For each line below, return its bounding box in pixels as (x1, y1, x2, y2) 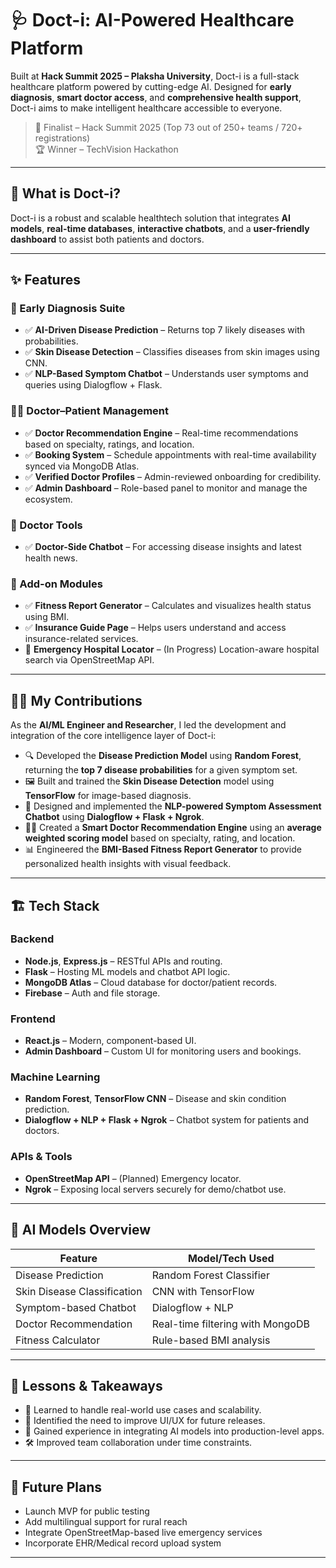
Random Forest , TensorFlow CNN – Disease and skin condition (24, 1093, 287, 1105)
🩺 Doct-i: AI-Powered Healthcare (10, 9, 295, 32)
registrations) (34, 132, 91, 144)
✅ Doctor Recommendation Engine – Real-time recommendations (24, 427, 299, 439)
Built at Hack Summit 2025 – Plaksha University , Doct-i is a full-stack (10, 70, 300, 82)
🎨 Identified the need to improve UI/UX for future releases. (24, 1415, 266, 1427)
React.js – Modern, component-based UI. (24, 1035, 197, 1047)
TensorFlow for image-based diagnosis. (24, 790, 192, 802)
